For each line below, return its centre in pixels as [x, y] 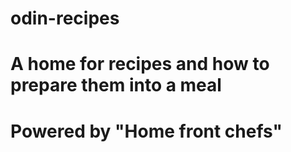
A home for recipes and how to [140, 64]
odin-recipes [65, 18]
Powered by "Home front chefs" [146, 131]
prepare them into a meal [116, 85]
